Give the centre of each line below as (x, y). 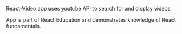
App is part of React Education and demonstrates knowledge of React (91, 20)
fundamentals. (24, 26)
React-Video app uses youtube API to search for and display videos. (89, 8)
